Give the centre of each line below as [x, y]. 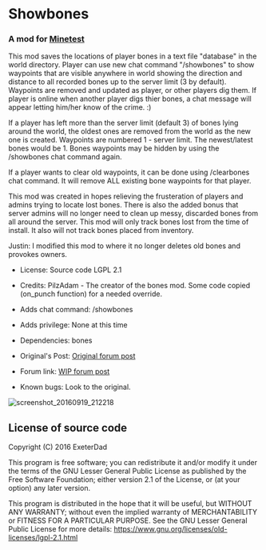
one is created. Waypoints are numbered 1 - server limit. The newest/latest [131, 140]
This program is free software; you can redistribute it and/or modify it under [133, 463]
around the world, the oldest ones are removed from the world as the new [130, 131]
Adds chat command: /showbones [76, 310]
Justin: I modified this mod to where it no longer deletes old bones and [125, 246]
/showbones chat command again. [65, 157]
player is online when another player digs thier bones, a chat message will [130, 99]
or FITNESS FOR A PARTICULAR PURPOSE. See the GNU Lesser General [128, 520]
